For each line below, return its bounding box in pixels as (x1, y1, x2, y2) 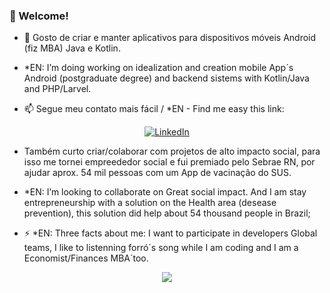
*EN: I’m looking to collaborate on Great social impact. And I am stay (23, 186, 307, 198)
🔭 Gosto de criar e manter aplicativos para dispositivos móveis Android (23, 32, 317, 44)
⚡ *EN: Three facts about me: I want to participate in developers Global (23, 227, 318, 239)
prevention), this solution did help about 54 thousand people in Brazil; (23, 207, 311, 219)
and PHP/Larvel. (23, 83, 92, 95)
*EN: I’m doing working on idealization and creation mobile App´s (23, 62, 294, 74)
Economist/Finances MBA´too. (23, 252, 149, 264)
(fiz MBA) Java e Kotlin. (23, 42, 121, 54)
